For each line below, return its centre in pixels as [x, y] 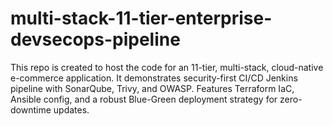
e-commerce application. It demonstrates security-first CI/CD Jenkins [154, 78]
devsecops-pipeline [95, 39]
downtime [31, 109]
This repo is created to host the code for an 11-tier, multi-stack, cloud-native [167, 67]
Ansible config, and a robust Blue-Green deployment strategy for [144, 99]
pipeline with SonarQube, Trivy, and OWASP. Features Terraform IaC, [152, 88]
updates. [71, 109]
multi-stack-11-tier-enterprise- [141, 18]
